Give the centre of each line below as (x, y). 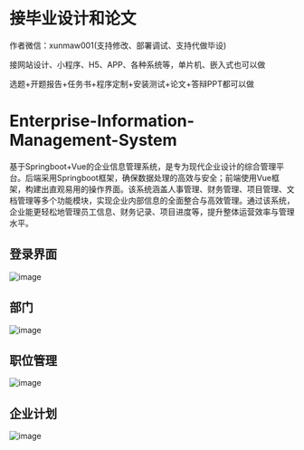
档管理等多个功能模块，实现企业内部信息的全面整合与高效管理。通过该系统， (152, 200)
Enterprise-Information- (102, 121)
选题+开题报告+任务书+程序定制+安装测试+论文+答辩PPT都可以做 (132, 83)
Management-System (94, 140)
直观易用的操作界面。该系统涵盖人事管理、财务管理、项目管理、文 (171, 189)
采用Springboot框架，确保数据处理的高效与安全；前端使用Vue (156, 177)
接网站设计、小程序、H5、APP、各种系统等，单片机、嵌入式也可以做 (138, 64)
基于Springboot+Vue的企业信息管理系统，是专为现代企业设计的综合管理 (143, 166)
